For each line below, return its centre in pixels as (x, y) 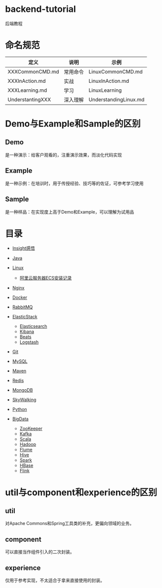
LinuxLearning (105, 90)
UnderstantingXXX (29, 99)
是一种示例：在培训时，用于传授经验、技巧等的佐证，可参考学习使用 (74, 183)
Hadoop (28, 444)
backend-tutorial (40, 9)
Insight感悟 (24, 248)
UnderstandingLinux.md (117, 99)
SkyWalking (24, 400)
